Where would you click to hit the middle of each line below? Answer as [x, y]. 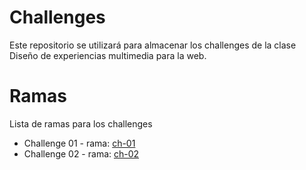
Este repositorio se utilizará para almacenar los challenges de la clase [153, 45]
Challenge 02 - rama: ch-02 [81, 153]
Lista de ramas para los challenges [81, 123]
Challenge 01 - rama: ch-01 [79, 143]
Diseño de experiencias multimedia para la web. [108, 55]
